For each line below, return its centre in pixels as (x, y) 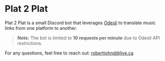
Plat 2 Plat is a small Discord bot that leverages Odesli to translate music (80, 23)
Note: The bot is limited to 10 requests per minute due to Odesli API (89, 38)
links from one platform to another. (41, 28)
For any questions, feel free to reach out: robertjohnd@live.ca (69, 53)
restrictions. (30, 43)
